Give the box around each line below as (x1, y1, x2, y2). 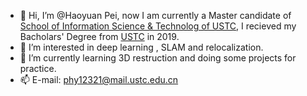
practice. (19, 63, 57, 74)
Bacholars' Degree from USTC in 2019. (19, 31, 180, 42)
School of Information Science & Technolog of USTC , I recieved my (19, 20, 297, 32)
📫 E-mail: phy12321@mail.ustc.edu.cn (19, 74, 179, 85)
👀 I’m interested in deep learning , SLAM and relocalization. (19, 41, 264, 53)
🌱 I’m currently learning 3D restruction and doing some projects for (19, 52, 297, 64)
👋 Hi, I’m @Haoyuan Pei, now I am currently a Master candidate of (19, 10, 292, 21)
